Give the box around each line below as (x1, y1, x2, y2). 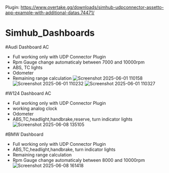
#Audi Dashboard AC (5, 44, 49, 50)
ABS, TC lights (12, 64, 43, 70)
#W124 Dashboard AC (5, 90, 51, 96)
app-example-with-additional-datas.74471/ (5, 10, 95, 16)
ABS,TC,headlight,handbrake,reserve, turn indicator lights (12, 116, 133, 122)
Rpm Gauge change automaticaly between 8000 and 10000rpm (12, 157, 145, 163)
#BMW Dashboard (5, 131, 44, 137)
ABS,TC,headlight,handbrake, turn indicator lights (12, 146, 116, 152)
